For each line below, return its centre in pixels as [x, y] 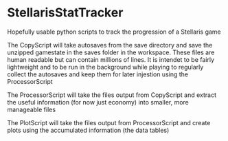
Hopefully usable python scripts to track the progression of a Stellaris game [114, 32]
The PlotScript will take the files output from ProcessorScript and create [109, 122]
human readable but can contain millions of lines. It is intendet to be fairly [111, 59]
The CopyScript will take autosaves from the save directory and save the [110, 45]
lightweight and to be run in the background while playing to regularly [105, 67]
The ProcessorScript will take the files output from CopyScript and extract [112, 95]
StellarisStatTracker [65, 13]
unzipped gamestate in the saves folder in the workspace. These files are [111, 52]
